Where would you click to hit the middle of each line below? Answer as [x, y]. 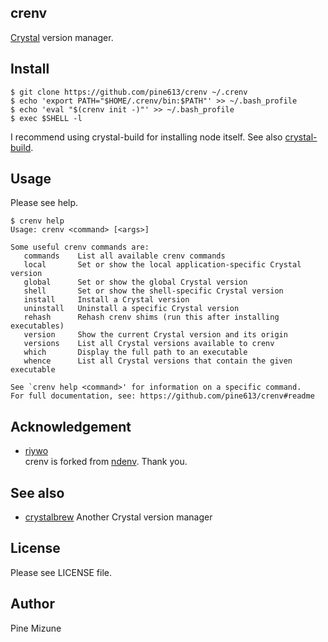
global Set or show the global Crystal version [135, 282]
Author [32, 604]
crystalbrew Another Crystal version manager [118, 517]
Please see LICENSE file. [61, 572]
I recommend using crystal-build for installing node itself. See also [146, 137]
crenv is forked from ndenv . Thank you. [106, 462]
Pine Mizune [36, 628]
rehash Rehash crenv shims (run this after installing [151, 317]
